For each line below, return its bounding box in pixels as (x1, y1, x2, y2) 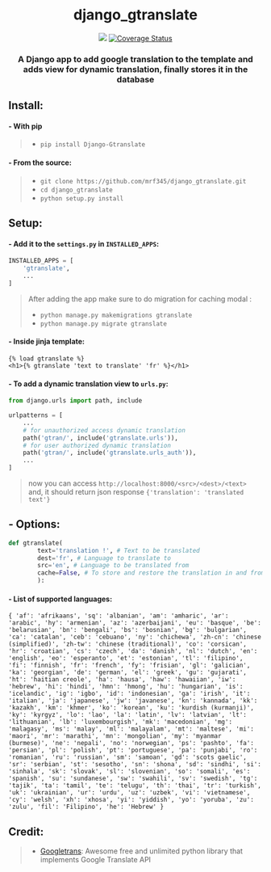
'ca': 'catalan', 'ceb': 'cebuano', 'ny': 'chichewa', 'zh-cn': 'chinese (8, 633, 262, 642)
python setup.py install (40, 194, 124, 203)
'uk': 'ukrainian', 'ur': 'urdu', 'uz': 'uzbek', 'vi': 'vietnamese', (8, 789, 251, 797)
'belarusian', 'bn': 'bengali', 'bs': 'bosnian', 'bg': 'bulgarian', (8, 626, 248, 634)
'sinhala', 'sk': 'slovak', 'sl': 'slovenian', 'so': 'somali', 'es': (8, 768, 251, 776)
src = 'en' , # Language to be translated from (37, 562, 190, 570)
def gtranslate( (8, 539, 63, 547)
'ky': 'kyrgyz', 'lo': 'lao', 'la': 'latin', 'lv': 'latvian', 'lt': (8, 711, 248, 719)
